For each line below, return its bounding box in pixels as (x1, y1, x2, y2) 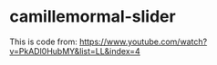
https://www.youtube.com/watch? (78, 36, 208, 47)
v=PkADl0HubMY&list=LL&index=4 (9, 45, 141, 56)
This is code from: (9, 36, 77, 47)
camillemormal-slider (9, 6, 176, 27)
